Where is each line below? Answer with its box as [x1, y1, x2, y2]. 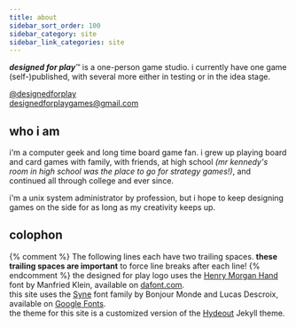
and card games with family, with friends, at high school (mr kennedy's [9, 157, 269, 167]
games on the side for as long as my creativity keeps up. [9, 202, 215, 213]
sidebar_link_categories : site [9, 37, 125, 47]
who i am [9, 123, 60, 138]
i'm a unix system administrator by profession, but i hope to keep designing [9, 192, 284, 204]
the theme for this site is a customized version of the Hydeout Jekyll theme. [9, 308, 285, 318]
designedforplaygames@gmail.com [9, 98, 139, 109]
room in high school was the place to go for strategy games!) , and [9, 166, 251, 177]
